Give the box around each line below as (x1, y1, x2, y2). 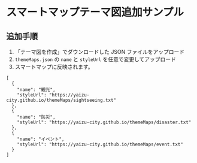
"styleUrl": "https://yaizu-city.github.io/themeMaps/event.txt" (17, 141, 184, 147)
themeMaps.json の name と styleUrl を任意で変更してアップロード (14, 56, 177, 63)
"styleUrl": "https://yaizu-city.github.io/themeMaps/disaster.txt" (17, 119, 192, 125)
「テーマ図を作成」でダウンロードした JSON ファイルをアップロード (14, 49, 184, 55)
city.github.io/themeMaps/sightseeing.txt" (6, 97, 117, 103)
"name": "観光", (17, 87, 56, 93)
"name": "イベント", (17, 136, 65, 142)
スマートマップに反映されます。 (14, 64, 93, 70)
